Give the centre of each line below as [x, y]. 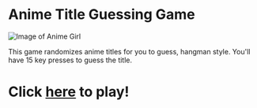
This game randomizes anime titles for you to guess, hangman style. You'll [129, 51]
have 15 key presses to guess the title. [70, 60]
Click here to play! [69, 92]
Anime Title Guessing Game [102, 15]
